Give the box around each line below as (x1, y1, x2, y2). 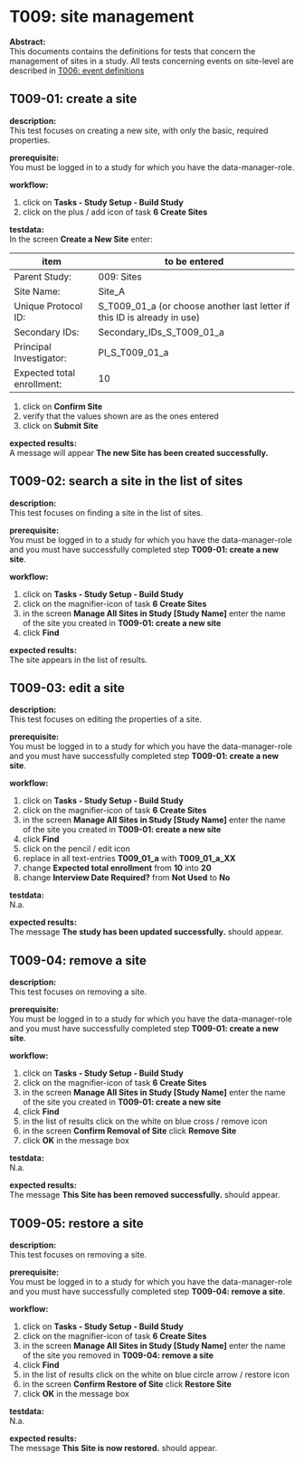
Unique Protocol (14, 299, 83, 312)
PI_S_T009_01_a (98, 346, 169, 358)
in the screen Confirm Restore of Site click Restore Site (22, 1379, 233, 1390)
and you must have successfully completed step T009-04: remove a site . (9, 1286, 286, 1296)
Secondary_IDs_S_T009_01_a (98, 326, 224, 338)
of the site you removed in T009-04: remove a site (22, 1350, 214, 1361)
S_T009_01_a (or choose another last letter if (98, 299, 290, 312)
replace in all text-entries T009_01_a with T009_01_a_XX (22, 853, 236, 864)
